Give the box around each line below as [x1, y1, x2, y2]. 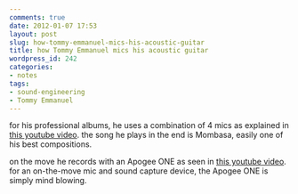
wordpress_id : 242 [9, 54, 77, 63]
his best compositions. [9, 139, 93, 150]
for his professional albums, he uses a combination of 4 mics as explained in [9, 120, 289, 131]
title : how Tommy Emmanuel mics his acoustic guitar [9, 46, 209, 55]
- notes [9, 71, 38, 80]
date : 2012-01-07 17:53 [9, 21, 98, 30]
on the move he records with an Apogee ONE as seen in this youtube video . [9, 157, 286, 167]
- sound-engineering [9, 87, 86, 96]
